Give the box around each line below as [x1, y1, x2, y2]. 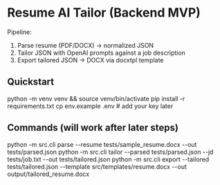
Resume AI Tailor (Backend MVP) [7, 5, 201, 21]
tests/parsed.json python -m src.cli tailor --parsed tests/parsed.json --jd [7, 148, 214, 156]
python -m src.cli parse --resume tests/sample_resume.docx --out [7, 140, 197, 148]
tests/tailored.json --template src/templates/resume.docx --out [7, 162, 187, 170]
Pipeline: [7, 28, 33, 36]
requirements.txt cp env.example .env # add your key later [7, 102, 174, 110]
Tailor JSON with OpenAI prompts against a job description [17, 49, 185, 57]
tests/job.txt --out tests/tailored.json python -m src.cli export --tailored [7, 155, 210, 164]
